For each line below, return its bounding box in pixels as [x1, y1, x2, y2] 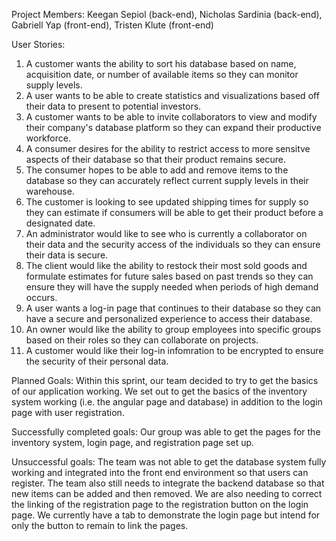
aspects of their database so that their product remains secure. [25, 154, 287, 165]
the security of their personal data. [25, 355, 169, 367]
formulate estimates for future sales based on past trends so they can [25, 270, 314, 282]
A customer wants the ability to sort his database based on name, [25, 58, 297, 69]
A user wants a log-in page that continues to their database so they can [25, 302, 322, 314]
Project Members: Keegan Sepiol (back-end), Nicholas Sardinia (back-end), [11, 9, 323, 20]
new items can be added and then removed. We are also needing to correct [11, 488, 323, 499]
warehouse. [25, 185, 75, 197]
